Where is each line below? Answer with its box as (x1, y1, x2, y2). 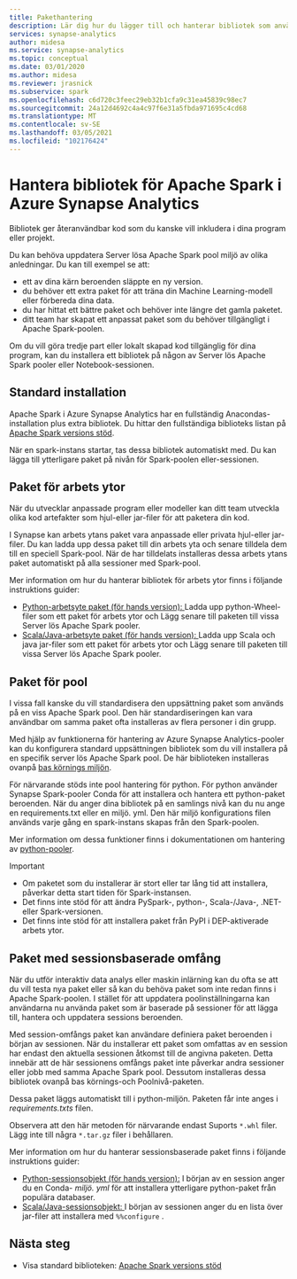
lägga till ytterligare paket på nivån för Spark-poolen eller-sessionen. (9, 454, 259, 464)
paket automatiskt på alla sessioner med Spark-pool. (9, 558, 202, 568)
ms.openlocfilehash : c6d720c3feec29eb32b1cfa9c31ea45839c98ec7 (9, 95, 247, 105)
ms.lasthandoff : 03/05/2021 (9, 129, 113, 137)
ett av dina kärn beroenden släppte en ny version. (21, 276, 203, 286)
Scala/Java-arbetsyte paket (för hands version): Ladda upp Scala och (21, 630, 276, 641)
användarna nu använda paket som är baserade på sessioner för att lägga (9, 1002, 278, 1013)
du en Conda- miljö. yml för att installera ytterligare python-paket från (21, 1182, 277, 1193)
